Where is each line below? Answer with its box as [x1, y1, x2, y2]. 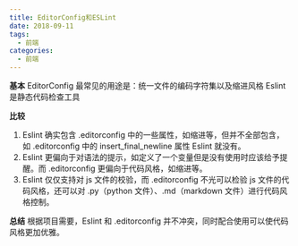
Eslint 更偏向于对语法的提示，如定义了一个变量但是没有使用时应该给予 [21, 152, 280, 162]
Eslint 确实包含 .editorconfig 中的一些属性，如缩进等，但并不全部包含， [21, 130, 285, 140]
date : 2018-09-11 [9, 21, 74, 30]
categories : [9, 47, 54, 55]
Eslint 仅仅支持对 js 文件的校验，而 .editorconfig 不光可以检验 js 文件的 [21, 174, 282, 184]
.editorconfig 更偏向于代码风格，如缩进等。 [47, 163, 208, 174]
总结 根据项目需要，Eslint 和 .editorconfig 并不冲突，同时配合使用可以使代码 [9, 216, 289, 226]
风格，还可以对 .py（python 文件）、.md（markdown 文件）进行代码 [30, 185, 280, 196]
